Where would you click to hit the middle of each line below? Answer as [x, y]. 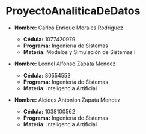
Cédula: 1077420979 [49, 39]
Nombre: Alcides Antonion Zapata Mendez [67, 100]
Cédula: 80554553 [47, 75]
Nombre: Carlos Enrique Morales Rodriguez [69, 28]
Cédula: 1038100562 [49, 111]
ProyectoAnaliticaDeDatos [73, 11]
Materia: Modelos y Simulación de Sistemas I [79, 52]
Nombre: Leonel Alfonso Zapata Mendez [65, 64]
